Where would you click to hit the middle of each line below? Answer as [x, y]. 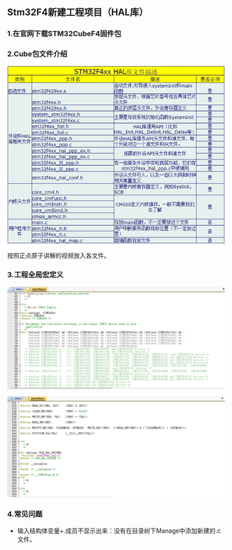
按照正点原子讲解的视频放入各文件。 [59, 255]
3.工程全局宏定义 [36, 275]
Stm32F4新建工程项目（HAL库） [78, 12]
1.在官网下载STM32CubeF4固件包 [65, 34]
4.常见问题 [25, 514]
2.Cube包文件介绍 [37, 54]
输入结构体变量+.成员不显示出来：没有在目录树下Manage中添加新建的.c [119, 531]
